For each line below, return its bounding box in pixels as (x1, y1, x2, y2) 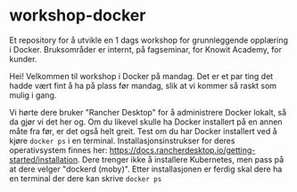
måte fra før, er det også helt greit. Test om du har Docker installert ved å (9, 125, 278, 136)
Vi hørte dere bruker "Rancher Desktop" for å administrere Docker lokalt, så (9, 107, 287, 117)
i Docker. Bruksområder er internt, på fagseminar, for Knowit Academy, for (9, 44, 283, 54)
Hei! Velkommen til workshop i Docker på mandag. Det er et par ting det (9, 70, 274, 81)
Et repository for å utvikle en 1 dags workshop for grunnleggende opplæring (9, 35, 288, 45)
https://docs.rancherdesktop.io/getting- (109, 144, 256, 156)
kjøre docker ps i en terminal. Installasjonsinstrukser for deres (9, 135, 235, 146)
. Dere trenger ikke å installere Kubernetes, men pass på (77, 154, 285, 164)
